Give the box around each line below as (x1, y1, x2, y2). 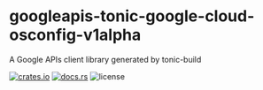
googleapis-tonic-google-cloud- (9, 6, 255, 26)
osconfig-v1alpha (9, 25, 142, 45)
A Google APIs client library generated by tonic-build (9, 54, 202, 64)
